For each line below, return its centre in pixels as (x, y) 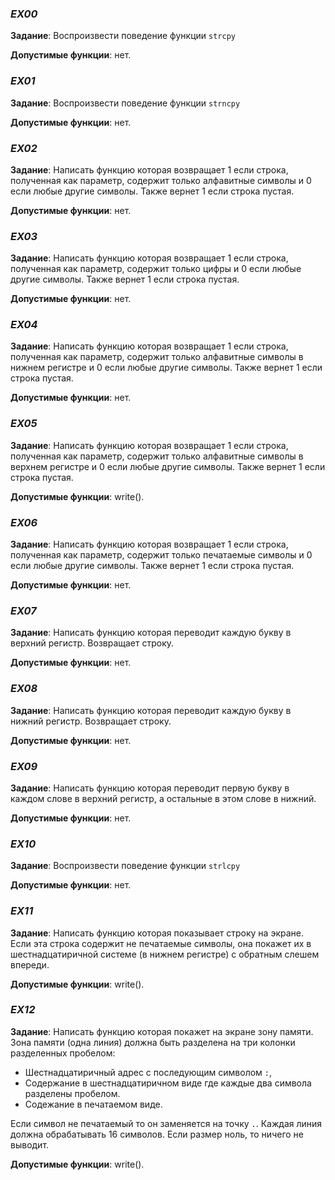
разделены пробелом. (72, 1093)
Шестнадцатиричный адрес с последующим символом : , (148, 1072)
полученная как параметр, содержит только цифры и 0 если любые (156, 269)
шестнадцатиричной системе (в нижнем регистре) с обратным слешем (165, 954)
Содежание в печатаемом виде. (93, 1104)
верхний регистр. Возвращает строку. (92, 643)
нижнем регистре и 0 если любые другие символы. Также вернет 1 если (166, 368)
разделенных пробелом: (63, 1053)
